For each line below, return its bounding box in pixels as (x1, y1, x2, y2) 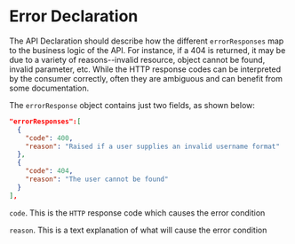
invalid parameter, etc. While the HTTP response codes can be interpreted (9, 64, 282, 75)
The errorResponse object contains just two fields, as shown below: (9, 99, 256, 110)
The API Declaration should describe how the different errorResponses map (9, 35, 284, 46)
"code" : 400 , (25, 133, 74, 143)
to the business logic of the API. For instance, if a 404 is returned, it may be (9, 44, 286, 55)
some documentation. (9, 83, 90, 93)
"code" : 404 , (25, 167, 74, 176)
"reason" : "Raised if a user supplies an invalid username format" (25, 142, 280, 151)
